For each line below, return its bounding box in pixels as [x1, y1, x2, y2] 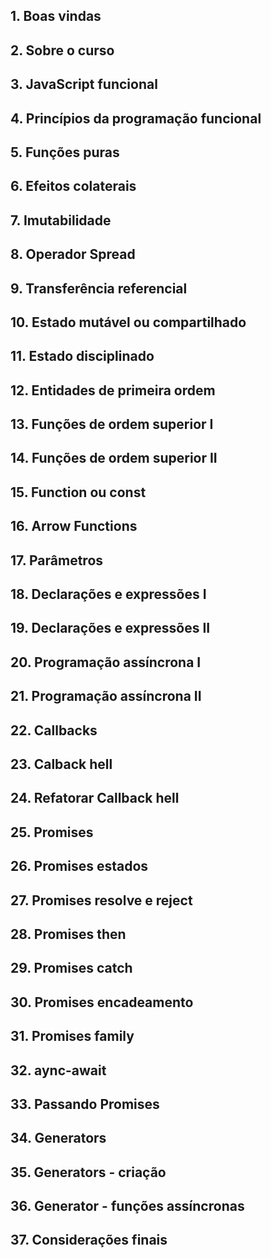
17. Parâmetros [10, 552, 104, 569]
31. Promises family [10, 1028, 135, 1045]
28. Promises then [10, 925, 127, 943]
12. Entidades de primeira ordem [10, 382, 216, 399]
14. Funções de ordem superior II [10, 450, 218, 467]
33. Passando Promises [10, 1095, 160, 1113]
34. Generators [10, 1130, 107, 1147]
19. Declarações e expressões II [10, 620, 211, 637]
